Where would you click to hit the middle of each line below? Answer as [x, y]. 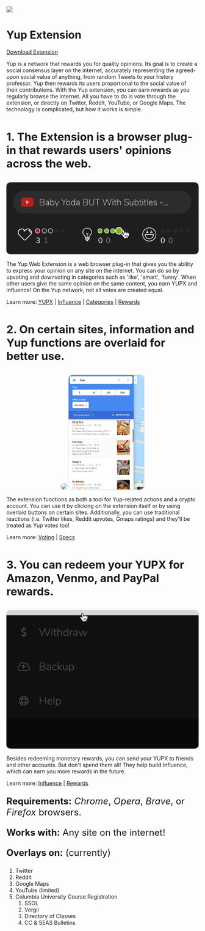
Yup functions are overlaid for [86, 343]
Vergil [32, 910]
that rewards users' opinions [95, 150]
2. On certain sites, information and [100, 329]
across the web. [49, 163]
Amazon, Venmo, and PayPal [83, 578]
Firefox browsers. [44, 812]
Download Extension [32, 52]
